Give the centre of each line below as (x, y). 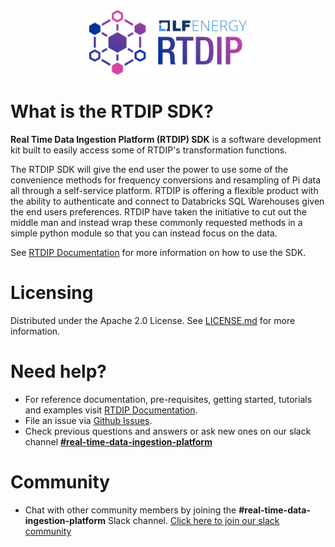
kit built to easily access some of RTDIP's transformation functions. (149, 150)
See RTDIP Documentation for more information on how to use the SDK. (158, 253)
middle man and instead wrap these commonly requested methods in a (156, 223)
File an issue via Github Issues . (88, 420)
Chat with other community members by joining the (130, 510)
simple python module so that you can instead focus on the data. (144, 233)
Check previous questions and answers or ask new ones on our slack (168, 431)
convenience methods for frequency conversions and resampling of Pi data (166, 180)
